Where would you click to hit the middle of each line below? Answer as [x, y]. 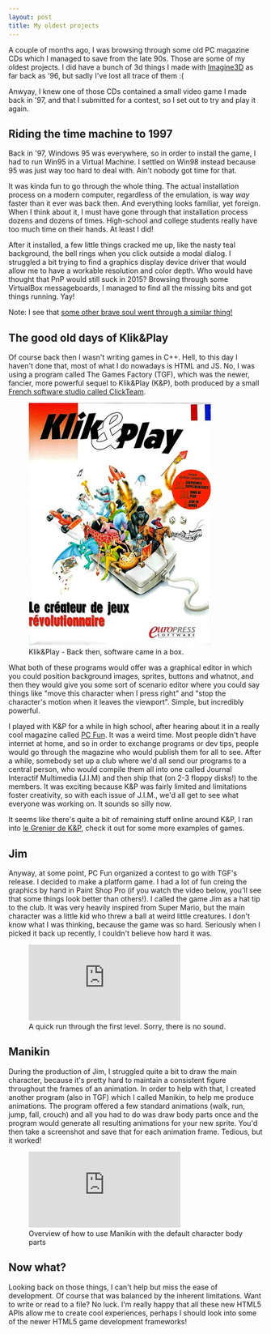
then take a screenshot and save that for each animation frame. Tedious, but [135, 1132]
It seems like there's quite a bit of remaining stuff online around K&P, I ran [131, 820]
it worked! [25, 1140]
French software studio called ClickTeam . [77, 392]
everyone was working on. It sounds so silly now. [90, 804]
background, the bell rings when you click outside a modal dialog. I [120, 254]
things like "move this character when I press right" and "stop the [117, 693]
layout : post [30, 17]
